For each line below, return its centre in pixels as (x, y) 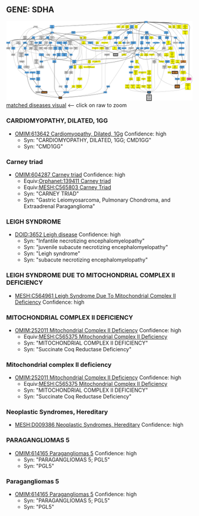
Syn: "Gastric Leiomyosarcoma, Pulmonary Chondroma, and (97, 200)
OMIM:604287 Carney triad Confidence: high (70, 174)
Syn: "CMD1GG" (43, 146)
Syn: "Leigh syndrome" (52, 254)
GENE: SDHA (30, 10)
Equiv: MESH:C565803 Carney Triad (67, 187)
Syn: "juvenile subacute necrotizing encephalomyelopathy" (96, 247)
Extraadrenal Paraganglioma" (59, 206)
